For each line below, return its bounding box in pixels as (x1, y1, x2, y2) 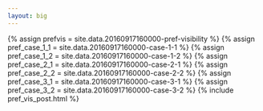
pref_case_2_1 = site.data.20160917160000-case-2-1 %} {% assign (7, 60, 229, 69)
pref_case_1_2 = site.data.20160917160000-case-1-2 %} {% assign (7, 51, 229, 60)
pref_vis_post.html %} (7, 93, 79, 103)
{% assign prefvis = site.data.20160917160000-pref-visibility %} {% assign (7, 34, 256, 43)
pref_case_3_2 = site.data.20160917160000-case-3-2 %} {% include (7, 85, 234, 95)
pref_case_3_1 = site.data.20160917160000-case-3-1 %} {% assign (7, 76, 228, 86)
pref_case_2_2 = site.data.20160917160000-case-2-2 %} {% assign (7, 68, 232, 77)
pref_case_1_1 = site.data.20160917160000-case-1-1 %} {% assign (7, 42, 225, 52)
